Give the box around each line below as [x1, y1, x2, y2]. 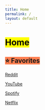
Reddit [5, 72, 18, 78]
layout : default [5, 16, 38, 21]
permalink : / [5, 12, 31, 16]
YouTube [5, 81, 23, 87]
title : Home [5, 7, 29, 12]
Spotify [5, 90, 19, 96]
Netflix [5, 100, 18, 106]
